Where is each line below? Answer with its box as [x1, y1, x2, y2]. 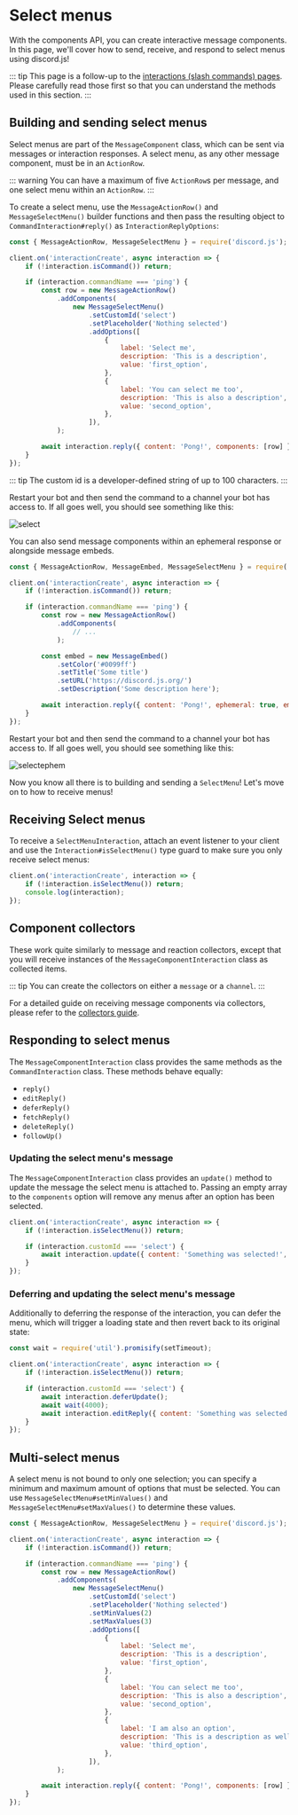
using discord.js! [9, 53, 70, 64]
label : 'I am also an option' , [120, 1725, 237, 1733]
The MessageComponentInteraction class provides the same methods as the [9, 1057, 283, 1067]
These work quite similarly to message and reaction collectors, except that [9, 944, 282, 955]
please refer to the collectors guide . [9, 1007, 140, 1017]
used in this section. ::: [9, 90, 91, 100]
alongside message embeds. [9, 545, 114, 555]
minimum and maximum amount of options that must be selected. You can [9, 1483, 281, 1494]
